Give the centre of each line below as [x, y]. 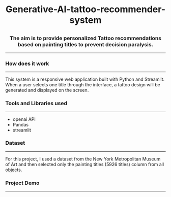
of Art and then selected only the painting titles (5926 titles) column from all [85, 164]
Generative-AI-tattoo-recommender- [85, 9]
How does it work [27, 63]
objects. [14, 170]
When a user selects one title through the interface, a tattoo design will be [83, 85]
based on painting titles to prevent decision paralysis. [85, 44]
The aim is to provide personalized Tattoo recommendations [85, 38]
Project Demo [22, 183]
